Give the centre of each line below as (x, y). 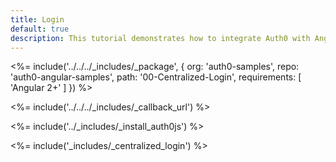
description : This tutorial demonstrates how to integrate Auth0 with (160, 38)
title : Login (37, 19)
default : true (40, 29)
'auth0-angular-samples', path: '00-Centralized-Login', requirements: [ (156, 77)
